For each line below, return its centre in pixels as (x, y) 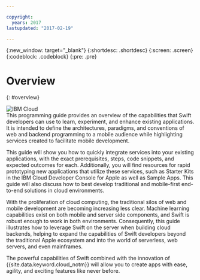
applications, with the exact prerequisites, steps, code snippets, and (90, 159)
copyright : (20, 17)
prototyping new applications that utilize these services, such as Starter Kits (100, 172)
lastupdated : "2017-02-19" (40, 28)
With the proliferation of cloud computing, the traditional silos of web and (96, 202)
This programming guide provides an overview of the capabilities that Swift (99, 115)
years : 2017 (27, 22)
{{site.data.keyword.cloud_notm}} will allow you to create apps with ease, (97, 264)
